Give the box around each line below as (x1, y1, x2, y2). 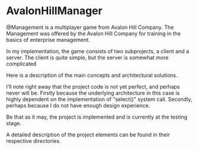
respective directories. (6, 137, 61, 144)
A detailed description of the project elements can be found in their (6, 131, 170, 138)
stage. (6, 119, 22, 126)
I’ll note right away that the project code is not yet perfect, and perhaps (6, 83, 180, 90)
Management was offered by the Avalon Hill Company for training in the (6, 30, 181, 37)
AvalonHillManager (6, 4, 103, 18)
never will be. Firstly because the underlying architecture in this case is (6, 89, 180, 96)
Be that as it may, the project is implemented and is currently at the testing (6, 113, 188, 120)
